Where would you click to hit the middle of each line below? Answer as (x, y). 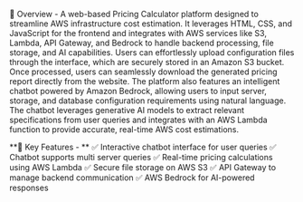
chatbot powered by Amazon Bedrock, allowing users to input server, (138, 91)
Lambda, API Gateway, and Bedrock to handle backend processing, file (142, 43)
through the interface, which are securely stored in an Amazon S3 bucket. (147, 62)
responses (29, 188)
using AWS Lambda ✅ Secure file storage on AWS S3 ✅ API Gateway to (143, 167)
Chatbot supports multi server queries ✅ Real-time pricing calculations (141, 157)
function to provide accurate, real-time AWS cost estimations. (124, 130)
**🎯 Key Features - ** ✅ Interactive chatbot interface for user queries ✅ (143, 147)
